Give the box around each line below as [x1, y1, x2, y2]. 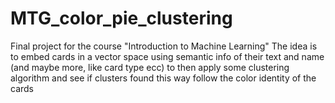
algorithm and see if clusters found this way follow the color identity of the [10, 72, 317, 84]
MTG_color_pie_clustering [10, 7, 233, 30]
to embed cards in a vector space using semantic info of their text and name [10, 50, 325, 62]
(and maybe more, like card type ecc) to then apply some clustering [10, 61, 290, 73]
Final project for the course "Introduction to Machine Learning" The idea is [10, 40, 318, 52]
